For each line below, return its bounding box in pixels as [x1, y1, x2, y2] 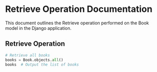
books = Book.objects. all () [5, 57, 64, 63]
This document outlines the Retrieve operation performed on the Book [5, 20, 150, 26]
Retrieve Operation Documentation [5, 3, 153, 15]
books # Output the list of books [5, 62, 79, 67]
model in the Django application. [5, 25, 72, 31]
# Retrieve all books [5, 53, 50, 58]
